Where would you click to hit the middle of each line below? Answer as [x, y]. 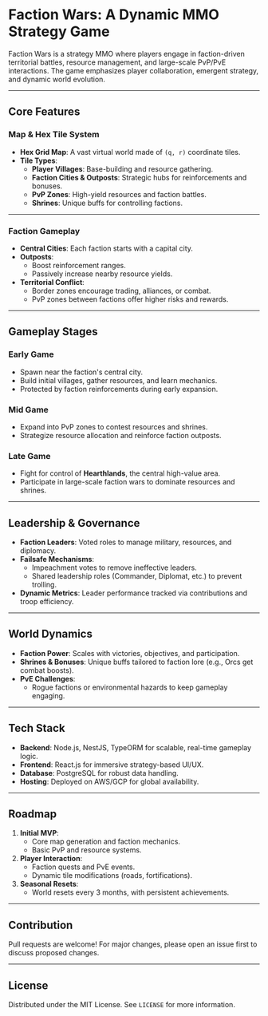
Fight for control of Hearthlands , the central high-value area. [120, 473]
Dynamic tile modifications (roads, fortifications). [112, 876]
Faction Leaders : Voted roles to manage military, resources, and [126, 542]
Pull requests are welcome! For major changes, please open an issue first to [133, 944]
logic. [29, 756]
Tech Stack [37, 728]
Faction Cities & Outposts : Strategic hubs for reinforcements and [139, 177]
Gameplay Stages [53, 332]
